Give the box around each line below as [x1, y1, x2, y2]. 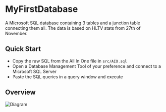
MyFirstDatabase [5, 3, 78, 15]
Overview [5, 88, 36, 97]
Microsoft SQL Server [12, 68, 57, 74]
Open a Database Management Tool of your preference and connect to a [12, 63, 161, 69]
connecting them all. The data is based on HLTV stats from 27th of [5, 25, 141, 31]
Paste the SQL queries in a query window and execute [12, 73, 123, 80]
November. [5, 30, 28, 36]
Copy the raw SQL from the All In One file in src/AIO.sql [12, 58, 127, 64]
